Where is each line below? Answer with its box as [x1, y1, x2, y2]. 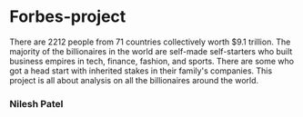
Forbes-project [9, 6, 126, 27]
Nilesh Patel [9, 97, 64, 110]
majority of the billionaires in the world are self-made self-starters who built [9, 45, 293, 56]
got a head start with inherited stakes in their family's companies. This [9, 65, 273, 76]
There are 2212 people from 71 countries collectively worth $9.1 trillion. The [9, 36, 291, 47]
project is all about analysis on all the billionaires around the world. [9, 74, 259, 85]
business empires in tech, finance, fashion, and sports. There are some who [9, 55, 294, 66]
